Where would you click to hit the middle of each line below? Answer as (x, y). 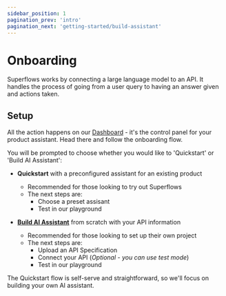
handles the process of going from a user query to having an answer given (113, 87)
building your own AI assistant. (51, 286)
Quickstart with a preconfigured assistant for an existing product (110, 173)
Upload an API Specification (78, 250)
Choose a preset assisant (74, 202)
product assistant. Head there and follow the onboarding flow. (95, 140)
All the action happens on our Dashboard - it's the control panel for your (110, 132)
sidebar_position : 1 (37, 13)
